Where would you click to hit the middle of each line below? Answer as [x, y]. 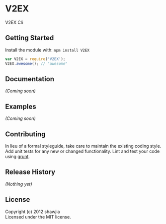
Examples [21, 106]
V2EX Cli [14, 22]
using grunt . [17, 156]
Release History [30, 172]
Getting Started [30, 38]
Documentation [30, 79]
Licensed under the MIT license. [38, 217]
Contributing [25, 134]
